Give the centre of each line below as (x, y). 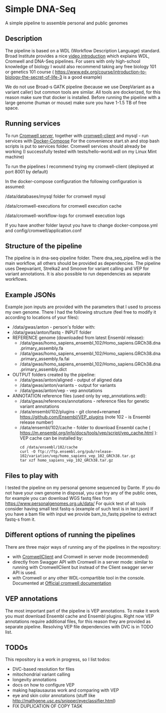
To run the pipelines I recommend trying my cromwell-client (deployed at (80, 166)
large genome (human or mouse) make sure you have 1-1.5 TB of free (76, 103)
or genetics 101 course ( (29, 72)
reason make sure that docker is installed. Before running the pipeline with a (83, 97)
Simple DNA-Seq (40, 9)
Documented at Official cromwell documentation (62, 583)
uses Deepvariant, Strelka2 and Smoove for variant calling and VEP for (77, 269)
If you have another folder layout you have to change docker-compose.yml (81, 225)
